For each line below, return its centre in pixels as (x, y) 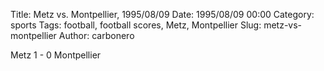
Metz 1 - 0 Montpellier (56, 55)
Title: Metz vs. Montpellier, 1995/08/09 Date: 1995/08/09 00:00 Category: (162, 14)
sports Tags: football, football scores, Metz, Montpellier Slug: (136, 25)
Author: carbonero (96, 35)
